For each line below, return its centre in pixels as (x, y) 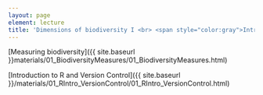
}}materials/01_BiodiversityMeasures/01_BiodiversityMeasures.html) (118, 60)
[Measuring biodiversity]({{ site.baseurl (72, 52)
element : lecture (36, 23)
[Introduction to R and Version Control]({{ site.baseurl (94, 76)
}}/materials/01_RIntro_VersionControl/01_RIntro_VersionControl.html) (119, 83)
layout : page (29, 15)
